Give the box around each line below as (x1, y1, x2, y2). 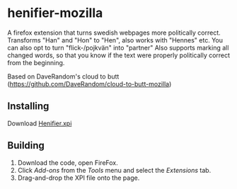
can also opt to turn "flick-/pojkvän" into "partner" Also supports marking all (7, 43, 229, 52)
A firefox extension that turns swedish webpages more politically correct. (7, 28, 221, 37)
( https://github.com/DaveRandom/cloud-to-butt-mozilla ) (7, 79, 172, 88)
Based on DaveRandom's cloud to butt (7, 72, 120, 81)
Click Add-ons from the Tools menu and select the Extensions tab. (17, 166, 212, 174)
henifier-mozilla (7, 5, 103, 21)
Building (7, 139, 45, 151)
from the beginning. (7, 58, 65, 67)
